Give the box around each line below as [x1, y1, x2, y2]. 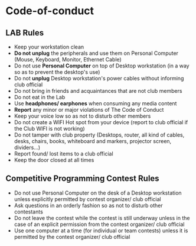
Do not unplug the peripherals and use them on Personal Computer [14, 50, 178, 57]
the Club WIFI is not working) [14, 125, 85, 132]
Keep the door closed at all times [14, 157, 94, 163]
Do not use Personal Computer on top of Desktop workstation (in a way [14, 62, 190, 69]
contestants [14, 208, 44, 215]
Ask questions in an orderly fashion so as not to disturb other [14, 202, 163, 209]
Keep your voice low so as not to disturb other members [14, 112, 151, 119]
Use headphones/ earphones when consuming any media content [14, 100, 177, 107]
